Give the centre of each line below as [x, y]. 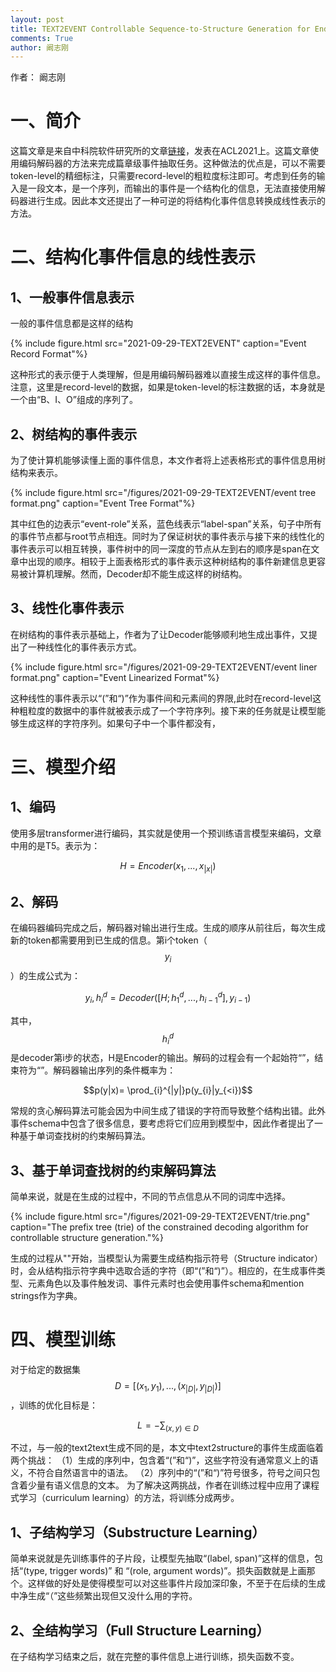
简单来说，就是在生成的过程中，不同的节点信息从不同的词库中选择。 [150, 1196]
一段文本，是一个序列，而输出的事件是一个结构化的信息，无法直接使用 [172, 188]
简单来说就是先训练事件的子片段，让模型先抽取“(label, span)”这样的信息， [162, 1558]
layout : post [37, 19]
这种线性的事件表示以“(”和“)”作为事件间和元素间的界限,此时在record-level [161, 698]
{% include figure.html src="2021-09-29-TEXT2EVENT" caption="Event [158, 343]
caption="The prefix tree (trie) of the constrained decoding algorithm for [159, 1227]
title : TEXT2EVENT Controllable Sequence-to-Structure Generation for [160, 29]
